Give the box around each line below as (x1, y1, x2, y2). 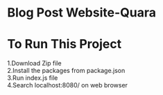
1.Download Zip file (7, 59, 62, 67)
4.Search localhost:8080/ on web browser (7, 81, 128, 89)
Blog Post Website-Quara (7, 5, 156, 21)
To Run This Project (7, 36, 122, 52)
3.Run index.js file (7, 74, 58, 82)
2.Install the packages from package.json (7, 67, 126, 75)
